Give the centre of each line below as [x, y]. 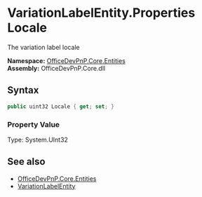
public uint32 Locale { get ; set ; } [61, 107]
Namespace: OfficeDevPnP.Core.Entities [67, 60]
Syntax [23, 90]
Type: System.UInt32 [38, 140]
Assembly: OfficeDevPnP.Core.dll [56, 68]
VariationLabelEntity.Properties [101, 13]
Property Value [34, 124]
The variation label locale [43, 47]
